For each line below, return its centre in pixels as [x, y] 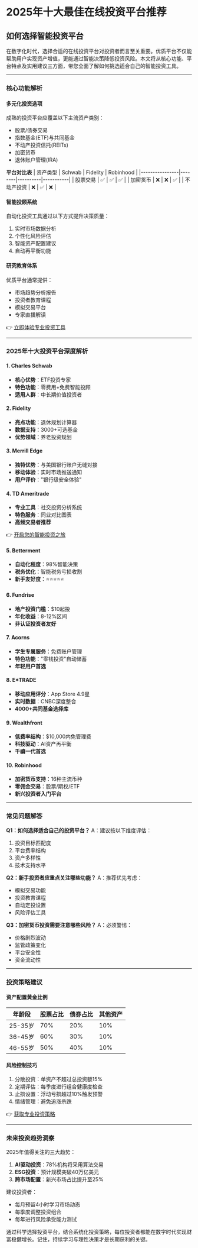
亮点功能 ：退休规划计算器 [46, 422]
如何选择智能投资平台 [45, 36]
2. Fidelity [19, 408]
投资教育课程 [30, 897]
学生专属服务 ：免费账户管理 [48, 651]
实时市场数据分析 [35, 229]
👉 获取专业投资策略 [31, 1114]
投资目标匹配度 [33, 843]
